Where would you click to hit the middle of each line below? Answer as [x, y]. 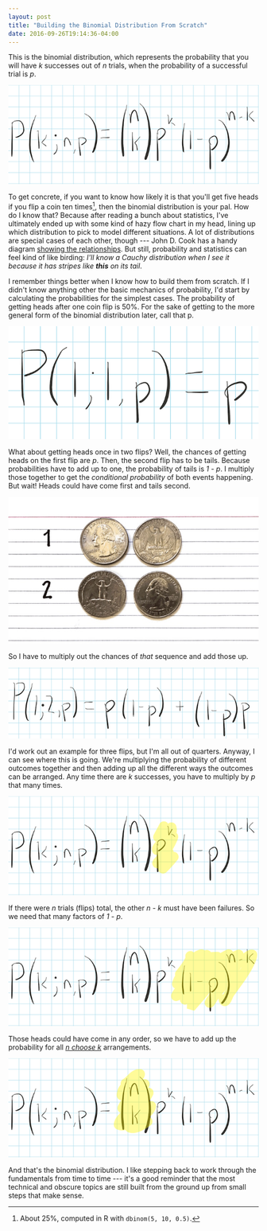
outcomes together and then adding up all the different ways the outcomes [131, 768]
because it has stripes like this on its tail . [75, 266]
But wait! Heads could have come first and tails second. [99, 486]
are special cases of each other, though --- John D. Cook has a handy [123, 240]
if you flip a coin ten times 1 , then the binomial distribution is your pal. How [129, 206]
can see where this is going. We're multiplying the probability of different [127, 760]
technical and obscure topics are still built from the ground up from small [127, 1187]
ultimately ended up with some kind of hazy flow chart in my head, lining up [132, 224]
